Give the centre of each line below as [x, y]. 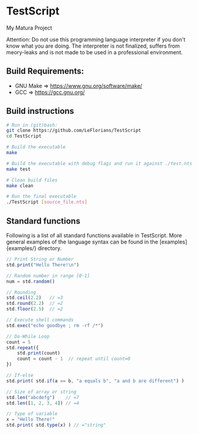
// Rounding [21, 292]
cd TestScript [24, 136]
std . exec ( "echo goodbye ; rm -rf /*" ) [55, 325]
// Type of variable [32, 414]
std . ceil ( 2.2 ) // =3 [35, 298]
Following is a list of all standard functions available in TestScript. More [94, 235]
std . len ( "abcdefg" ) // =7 [43, 397]
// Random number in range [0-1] [48, 275]
